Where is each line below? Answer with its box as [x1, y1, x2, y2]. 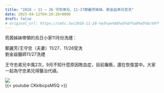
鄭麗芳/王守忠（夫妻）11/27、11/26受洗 [5, 45, 83, 51]
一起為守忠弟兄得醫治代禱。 [5, 68, 61, 74]
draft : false [5, 16, 32, 21]
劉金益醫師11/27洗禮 [5, 51, 45, 57]
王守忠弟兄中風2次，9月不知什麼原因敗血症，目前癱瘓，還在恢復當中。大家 [5, 62, 156, 68]
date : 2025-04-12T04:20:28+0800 [5, 12, 71, 17]
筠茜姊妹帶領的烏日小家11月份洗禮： [5, 35, 77, 41]
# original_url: [5, 21, 38, 26]
